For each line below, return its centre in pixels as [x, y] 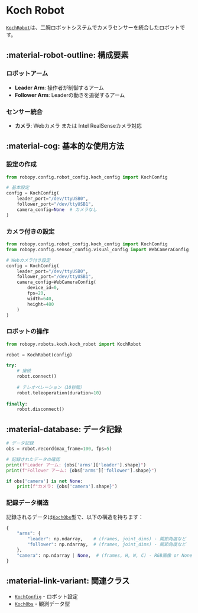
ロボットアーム [27, 73]
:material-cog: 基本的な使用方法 [65, 146]
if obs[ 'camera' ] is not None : [45, 481]
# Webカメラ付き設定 [28, 260]
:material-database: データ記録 [64, 429]
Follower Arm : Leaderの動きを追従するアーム [70, 95]
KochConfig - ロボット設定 [46, 596]
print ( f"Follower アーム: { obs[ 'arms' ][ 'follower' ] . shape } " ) [81, 471]
